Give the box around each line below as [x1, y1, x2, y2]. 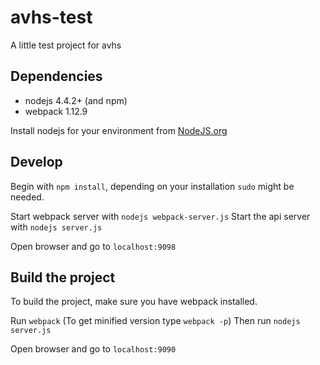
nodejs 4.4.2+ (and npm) [24, 94, 128, 106]
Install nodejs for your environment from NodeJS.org [10, 124, 228, 136]
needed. [10, 191, 45, 203]
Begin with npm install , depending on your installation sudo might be [10, 180, 295, 192]
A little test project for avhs [10, 39, 122, 51]
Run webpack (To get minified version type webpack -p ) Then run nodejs [10, 315, 301, 327]
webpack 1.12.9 [24, 105, 88, 117]
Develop [10, 154, 63, 171]
